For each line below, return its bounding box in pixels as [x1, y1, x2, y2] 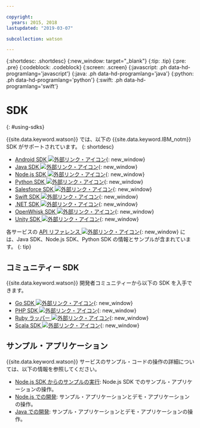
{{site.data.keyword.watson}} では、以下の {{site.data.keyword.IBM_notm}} [6, 136, 191, 143]
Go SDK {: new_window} [14, 300, 133, 306]
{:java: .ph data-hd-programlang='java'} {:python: [71, 70, 194, 78]
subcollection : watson [6, 36, 63, 42]
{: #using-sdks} [6, 124, 45, 131]
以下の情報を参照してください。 [21, 365, 100, 372]
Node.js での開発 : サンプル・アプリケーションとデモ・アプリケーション [14, 393, 190, 400]
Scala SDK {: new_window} [14, 322, 140, 329]
